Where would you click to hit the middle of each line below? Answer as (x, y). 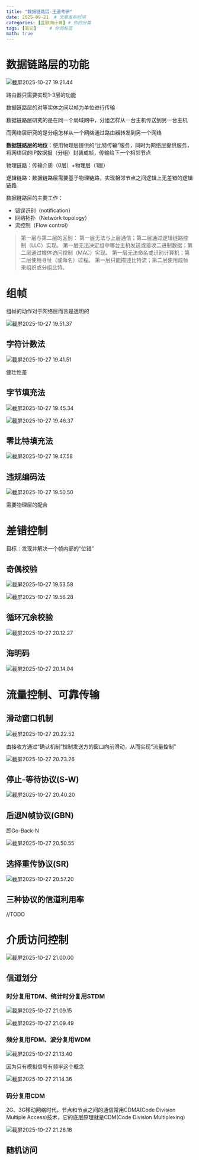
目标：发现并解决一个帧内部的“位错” (50, 549)
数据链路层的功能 (48, 65)
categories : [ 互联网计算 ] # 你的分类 (49, 23)
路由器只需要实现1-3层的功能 (41, 95)
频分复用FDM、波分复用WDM (48, 1040)
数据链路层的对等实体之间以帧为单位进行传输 (61, 108)
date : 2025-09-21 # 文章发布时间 (46, 17)
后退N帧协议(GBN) (40, 815)
